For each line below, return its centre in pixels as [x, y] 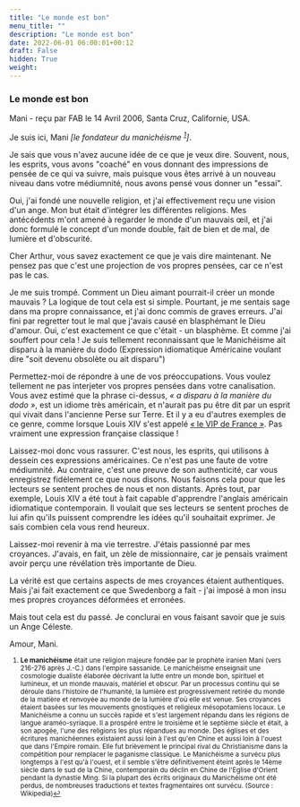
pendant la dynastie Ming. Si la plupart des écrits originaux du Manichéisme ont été [149, 777]
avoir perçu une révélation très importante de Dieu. [103, 563]
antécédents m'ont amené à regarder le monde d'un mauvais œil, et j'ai [141, 219]
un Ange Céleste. [41, 626]
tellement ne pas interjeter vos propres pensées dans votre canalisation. [142, 385]
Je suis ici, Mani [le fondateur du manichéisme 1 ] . [101, 137]
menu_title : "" [38, 26]
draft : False [34, 51]
